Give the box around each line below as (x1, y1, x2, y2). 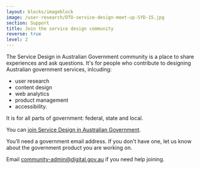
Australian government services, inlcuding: (6, 66, 112, 73)
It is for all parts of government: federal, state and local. (6, 114, 144, 122)
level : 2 (6, 37, 28, 43)
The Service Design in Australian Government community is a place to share (6, 53, 195, 60)
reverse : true (6, 31, 42, 37)
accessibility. (14, 103, 47, 110)
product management (14, 96, 69, 104)
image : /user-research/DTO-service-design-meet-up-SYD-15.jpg (6, 14, 165, 20)
